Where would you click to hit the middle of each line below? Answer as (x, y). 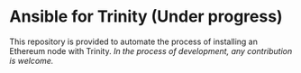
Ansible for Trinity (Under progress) (146, 17)
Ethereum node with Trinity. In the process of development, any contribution (151, 50)
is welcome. (32, 60)
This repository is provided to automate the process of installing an (134, 41)
